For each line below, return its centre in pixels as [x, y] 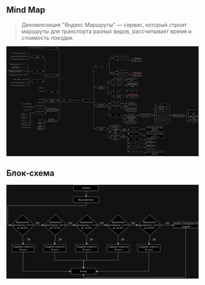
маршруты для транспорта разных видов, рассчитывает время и [106, 31]
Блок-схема [31, 173]
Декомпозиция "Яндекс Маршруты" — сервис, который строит [104, 24]
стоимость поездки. [48, 38]
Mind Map [26, 10]
